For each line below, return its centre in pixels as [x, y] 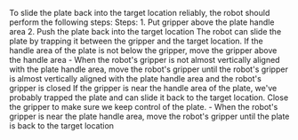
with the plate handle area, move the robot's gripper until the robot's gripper [149, 69]
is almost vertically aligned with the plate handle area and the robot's [136, 78]
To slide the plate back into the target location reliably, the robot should [140, 13]
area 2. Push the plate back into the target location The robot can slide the [145, 31]
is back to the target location [61, 126]
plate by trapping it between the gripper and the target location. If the [137, 41]
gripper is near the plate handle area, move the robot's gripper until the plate [149, 116]
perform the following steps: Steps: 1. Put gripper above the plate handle [142, 22]
